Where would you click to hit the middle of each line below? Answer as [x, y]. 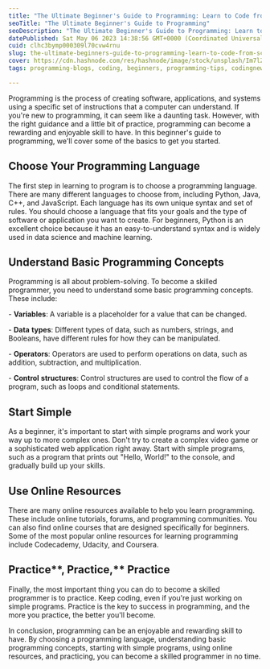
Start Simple [40, 412]
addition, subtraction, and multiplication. [75, 362]
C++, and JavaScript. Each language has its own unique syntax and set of [131, 203]
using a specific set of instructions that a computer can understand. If [124, 106]
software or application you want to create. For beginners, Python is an [126, 220]
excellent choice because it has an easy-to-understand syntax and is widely [134, 228]
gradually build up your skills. [57, 466]
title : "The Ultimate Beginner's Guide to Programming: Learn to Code [129, 16]
